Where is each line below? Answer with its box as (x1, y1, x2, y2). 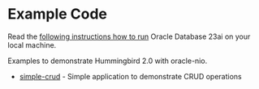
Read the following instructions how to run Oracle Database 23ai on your (7, 32, 251, 41)
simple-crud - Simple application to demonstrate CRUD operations (19, 71, 242, 81)
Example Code (7, 5, 107, 23)
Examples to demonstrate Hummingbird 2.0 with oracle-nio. (7, 56, 208, 66)
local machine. (7, 40, 57, 49)
